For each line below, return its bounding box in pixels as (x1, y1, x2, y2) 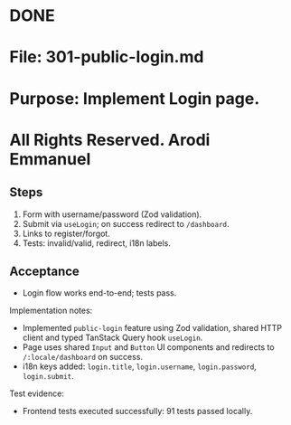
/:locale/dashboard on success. (22, 352, 143, 363)
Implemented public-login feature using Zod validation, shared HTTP (22, 323, 283, 334)
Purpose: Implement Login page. (9, 88, 260, 109)
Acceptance (9, 263, 80, 279)
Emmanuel (9, 148, 91, 169)
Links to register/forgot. (22, 228, 110, 239)
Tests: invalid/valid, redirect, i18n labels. (22, 237, 172, 249)
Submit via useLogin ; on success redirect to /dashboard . (22, 218, 230, 229)
